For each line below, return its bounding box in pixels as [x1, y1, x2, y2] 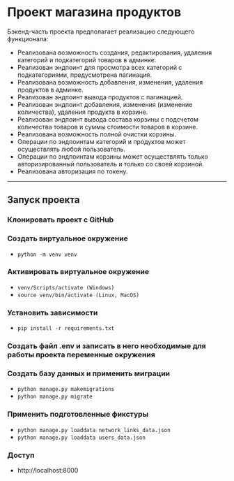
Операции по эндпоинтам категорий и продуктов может [17, 137, 186, 145]
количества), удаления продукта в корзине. [17, 108, 148, 116]
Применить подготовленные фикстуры [7, 410, 148, 419]
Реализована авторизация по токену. [17, 167, 128, 175]
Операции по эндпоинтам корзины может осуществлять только [17, 152, 209, 161]
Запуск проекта [7, 194, 80, 206]
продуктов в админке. [17, 85, 84, 94]
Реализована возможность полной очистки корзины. [17, 130, 176, 138]
